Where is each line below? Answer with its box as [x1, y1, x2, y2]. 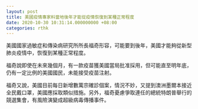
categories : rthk [6, 25, 49, 31]
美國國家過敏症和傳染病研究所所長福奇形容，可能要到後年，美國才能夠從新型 [6, 42, 192, 49]
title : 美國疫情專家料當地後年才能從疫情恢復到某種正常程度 [6, 14, 134, 20]
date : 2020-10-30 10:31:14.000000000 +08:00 [6, 19, 117, 25]
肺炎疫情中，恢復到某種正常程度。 [6, 49, 89, 57]
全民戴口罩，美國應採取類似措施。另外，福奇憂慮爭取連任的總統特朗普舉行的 [6, 89, 192, 96]
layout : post [6, 8, 38, 15]
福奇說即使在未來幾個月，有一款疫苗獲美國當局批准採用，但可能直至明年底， [6, 62, 192, 69]
